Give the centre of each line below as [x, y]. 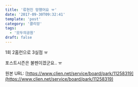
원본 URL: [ [16, 73]
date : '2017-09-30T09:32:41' [35, 14]
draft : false [19, 38]
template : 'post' [23, 19]
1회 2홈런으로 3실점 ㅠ [27, 52]
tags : [11, 28]
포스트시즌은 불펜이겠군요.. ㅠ [34, 63]
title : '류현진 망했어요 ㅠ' [31, 10]
